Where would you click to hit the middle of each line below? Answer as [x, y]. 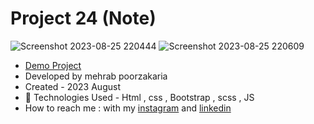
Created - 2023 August [72, 86]
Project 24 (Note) [83, 18]
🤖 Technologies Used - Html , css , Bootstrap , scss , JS [139, 97]
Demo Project [53, 65]
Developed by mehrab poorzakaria [96, 76]
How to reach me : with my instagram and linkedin [128, 108]
